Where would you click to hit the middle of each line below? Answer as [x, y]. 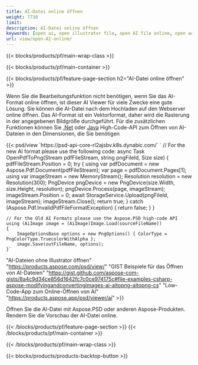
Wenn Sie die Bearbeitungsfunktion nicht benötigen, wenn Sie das [86, 96]
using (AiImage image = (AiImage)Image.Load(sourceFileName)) [84, 224]
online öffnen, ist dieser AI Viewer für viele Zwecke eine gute [98, 102]
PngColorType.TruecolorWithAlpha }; [51, 239]
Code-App [19, 291]
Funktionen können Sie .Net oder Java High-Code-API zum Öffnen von [92, 127]
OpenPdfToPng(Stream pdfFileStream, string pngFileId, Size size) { [88, 157]
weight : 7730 [22, 17]
